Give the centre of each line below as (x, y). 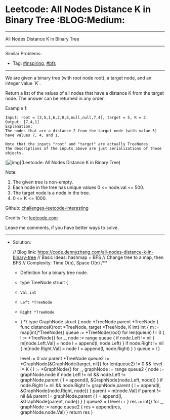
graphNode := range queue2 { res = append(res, (71, 407)
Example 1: (16, 108)
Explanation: (19, 126)
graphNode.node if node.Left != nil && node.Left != (73, 374)
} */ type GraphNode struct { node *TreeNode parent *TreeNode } (89, 321)
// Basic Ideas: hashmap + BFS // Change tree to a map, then (100, 257)
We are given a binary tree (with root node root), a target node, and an (78, 78)
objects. (14, 153)
